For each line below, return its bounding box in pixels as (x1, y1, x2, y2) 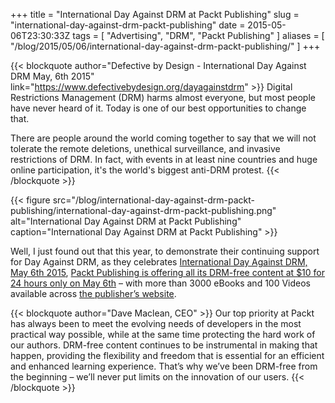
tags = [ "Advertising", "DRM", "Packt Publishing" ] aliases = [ (72, 30, 325, 41)
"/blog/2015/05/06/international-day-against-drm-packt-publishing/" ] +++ (10, 40, 321, 52)
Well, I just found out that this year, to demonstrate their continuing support (10, 245, 320, 257)
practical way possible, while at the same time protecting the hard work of (10, 329, 316, 340)
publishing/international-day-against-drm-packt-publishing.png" (10, 205, 277, 216)
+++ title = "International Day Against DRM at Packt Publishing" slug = (10, 9, 300, 20)
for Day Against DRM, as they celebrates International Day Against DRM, (10, 256, 308, 268)
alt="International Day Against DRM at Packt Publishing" (10, 215, 242, 227)
